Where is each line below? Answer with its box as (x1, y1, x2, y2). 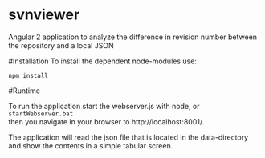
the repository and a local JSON (8, 40, 114, 50)
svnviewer (8, 6, 80, 24)
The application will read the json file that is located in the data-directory (8, 132, 249, 142)
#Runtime (8, 86, 40, 95)
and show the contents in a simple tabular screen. (8, 140, 173, 150)
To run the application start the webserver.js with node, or (8, 101, 200, 111)
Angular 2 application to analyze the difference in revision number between (8, 32, 258, 42)
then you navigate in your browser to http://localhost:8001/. (8, 116, 205, 126)
